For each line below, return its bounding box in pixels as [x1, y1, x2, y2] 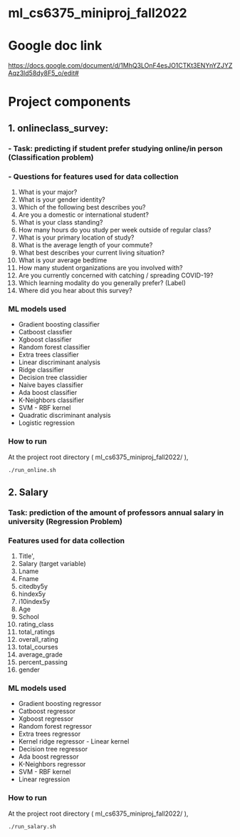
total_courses [18, 643, 58, 651]
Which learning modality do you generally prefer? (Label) [18, 278, 186, 287]
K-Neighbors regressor [18, 760, 86, 769]
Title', [18, 552, 35, 560]
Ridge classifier [18, 366, 64, 374]
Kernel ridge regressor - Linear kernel [18, 737, 130, 746]
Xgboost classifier [18, 335, 72, 344]
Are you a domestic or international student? [18, 210, 149, 219]
